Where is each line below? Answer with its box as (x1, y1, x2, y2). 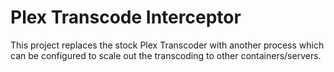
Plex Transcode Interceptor (10, 6, 242, 29)
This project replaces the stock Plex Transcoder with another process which (10, 39, 325, 51)
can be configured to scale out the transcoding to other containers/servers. (10, 49, 322, 61)
